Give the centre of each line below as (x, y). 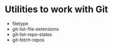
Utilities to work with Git (56, 9)
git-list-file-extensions (35, 29)
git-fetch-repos (28, 40)
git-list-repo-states (32, 34)
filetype (20, 23)
